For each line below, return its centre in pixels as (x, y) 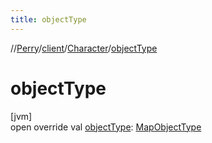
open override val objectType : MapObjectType (106, 127)
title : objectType (48, 19)
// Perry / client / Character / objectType (84, 48)
